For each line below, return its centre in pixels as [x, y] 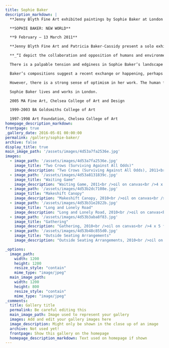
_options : [16, 249]
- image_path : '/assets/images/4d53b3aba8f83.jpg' [64, 217]
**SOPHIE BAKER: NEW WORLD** [40, 28]
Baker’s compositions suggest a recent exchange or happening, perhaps [87, 73]
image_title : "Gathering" [41, 221]
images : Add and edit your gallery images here [61, 319]
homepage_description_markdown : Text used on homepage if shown [78, 338]
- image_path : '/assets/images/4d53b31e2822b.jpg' [64, 203]
